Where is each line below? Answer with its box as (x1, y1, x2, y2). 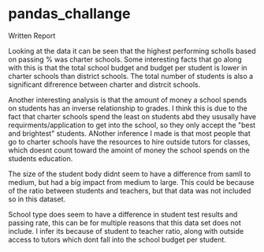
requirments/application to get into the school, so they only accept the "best (8, 120, 256, 130)
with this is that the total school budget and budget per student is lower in (8, 62, 247, 72)
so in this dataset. (8, 194, 66, 204)
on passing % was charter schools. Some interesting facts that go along (8, 55, 242, 64)
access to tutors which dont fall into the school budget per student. (8, 235, 227, 244)
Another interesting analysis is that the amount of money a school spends (8, 95, 247, 104)
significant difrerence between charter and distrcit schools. (8, 80, 201, 89)
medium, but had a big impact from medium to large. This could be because (8, 177, 255, 186)
